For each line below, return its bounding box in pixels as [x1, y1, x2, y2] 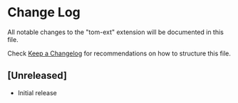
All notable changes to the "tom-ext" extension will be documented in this [7, 28, 224, 36]
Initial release [17, 88, 57, 97]
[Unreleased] [7, 70, 68, 82]
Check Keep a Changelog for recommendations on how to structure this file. [7, 49, 232, 58]
